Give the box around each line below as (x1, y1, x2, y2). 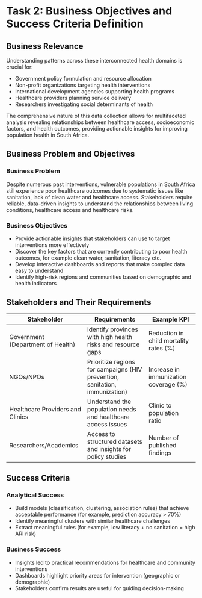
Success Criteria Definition (6, 17, 144, 31)
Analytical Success (6, 491, 64, 499)
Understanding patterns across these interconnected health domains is (6, 57, 183, 64)
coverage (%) (148, 380, 188, 388)
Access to (87, 429, 115, 438)
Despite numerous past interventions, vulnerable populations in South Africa (6, 181, 195, 188)
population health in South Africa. (6, 131, 90, 139)
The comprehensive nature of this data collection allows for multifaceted (6, 113, 186, 119)
